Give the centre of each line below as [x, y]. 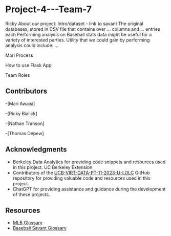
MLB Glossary [27, 223]
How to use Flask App [28, 65]
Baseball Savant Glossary [39, 228]
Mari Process [19, 55]
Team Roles [18, 75]
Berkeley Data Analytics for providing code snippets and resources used [89, 162]
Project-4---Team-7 [49, 9]
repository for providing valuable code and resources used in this [82, 178]
